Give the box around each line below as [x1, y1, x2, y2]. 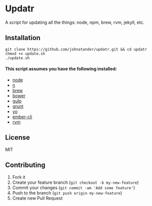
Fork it [12, 174, 26, 180]
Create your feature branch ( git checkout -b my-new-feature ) [12, 179, 139, 185]
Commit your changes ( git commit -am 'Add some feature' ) [12, 184, 135, 191]
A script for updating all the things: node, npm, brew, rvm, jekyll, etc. [5, 19, 145, 25]
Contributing [5, 161, 46, 169]
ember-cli [12, 113, 32, 119]
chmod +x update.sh [5, 51, 46, 56]
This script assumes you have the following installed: [5, 66, 117, 72]
